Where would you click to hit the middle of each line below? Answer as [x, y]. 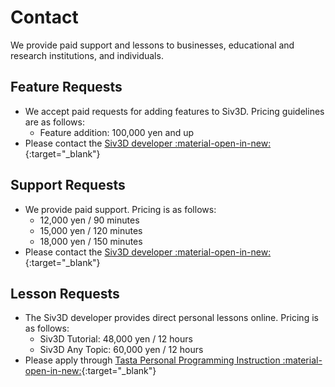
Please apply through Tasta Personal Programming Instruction [152, 360]
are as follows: [54, 122]
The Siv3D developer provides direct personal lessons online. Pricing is [171, 318]
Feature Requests [66, 87]
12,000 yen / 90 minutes [89, 220]
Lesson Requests [65, 293]
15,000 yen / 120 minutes [91, 230]
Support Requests [68, 185]
